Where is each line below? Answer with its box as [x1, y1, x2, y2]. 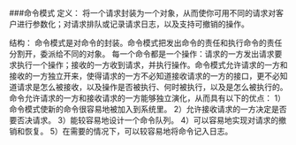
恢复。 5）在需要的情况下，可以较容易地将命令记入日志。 [24, 126, 233, 136]
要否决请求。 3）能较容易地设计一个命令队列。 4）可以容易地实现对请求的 [9, 115, 279, 126]
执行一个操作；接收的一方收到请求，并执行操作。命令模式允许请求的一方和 [16, 60, 288, 70]
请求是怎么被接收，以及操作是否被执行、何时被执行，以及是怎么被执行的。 [16, 82, 288, 92]
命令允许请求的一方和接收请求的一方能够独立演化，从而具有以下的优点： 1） [9, 93, 285, 103]
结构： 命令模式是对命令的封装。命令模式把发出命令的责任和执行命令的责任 [9, 38, 283, 48]
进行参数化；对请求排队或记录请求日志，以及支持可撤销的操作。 [16, 19, 249, 29]
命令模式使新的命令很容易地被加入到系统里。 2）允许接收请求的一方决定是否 [9, 104, 287, 114]
